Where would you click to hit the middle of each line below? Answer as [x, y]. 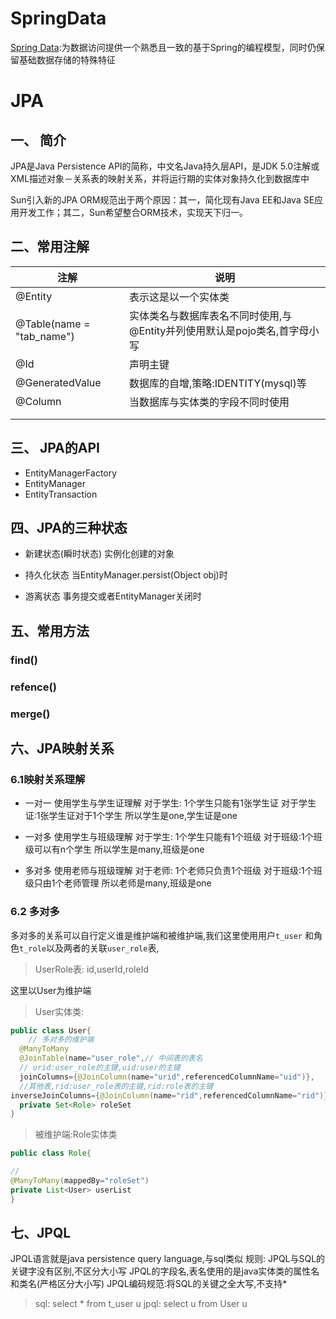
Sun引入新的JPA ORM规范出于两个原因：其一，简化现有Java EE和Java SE [162, 199]
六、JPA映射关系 [62, 748]
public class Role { [51, 1153]
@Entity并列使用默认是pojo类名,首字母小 [224, 330]
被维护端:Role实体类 [76, 1134]
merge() [30, 714]
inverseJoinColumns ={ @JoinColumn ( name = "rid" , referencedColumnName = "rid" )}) [171, 1095]
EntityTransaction [61, 494]
